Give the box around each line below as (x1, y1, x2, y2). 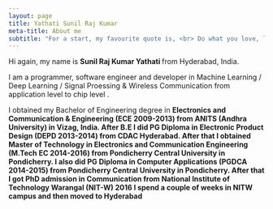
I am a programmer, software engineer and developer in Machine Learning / (8, 72, 262, 82)
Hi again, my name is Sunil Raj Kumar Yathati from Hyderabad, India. (8, 57, 240, 66)
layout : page (8, 11, 53, 20)
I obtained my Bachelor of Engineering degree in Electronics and (8, 105, 226, 115)
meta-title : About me (8, 27, 82, 35)
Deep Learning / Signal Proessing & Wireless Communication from (8, 81, 231, 91)
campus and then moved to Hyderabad (8, 191, 143, 201)
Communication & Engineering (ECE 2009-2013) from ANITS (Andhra (8, 114, 248, 124)
